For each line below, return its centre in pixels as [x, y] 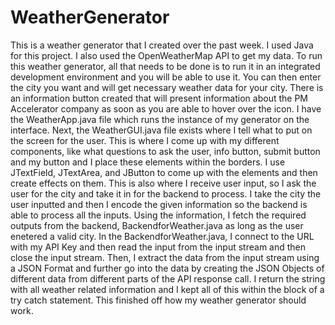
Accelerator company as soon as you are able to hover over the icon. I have [166, 108]
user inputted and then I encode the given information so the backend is [159, 204]
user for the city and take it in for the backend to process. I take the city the [166, 193]
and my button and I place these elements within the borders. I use [148, 162]
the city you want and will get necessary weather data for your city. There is [167, 87]
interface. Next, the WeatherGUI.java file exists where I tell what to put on [161, 130]
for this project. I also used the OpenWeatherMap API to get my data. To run [166, 55]
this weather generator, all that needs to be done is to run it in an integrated [165, 66]
